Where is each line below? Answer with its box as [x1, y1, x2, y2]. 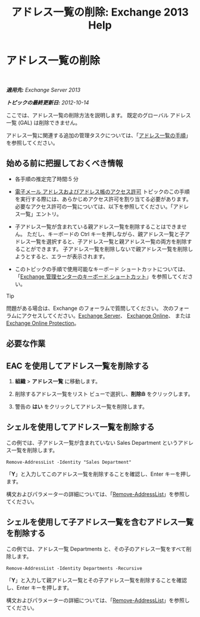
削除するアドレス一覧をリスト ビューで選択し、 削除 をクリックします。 [14, 390, 193, 397]
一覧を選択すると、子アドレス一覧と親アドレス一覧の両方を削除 [30, 238, 187, 245]
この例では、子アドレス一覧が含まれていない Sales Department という [6, 439, 179, 446]
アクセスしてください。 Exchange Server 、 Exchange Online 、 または [21, 312, 191, 319]
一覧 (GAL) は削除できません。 [6, 119, 81, 126]
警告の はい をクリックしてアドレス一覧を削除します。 [14, 403, 148, 410]
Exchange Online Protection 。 [6, 320, 80, 327]
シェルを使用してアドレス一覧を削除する [6, 422, 155, 432]
